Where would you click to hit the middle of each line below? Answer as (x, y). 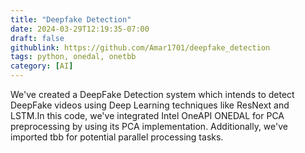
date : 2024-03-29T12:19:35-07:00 (80, 29)
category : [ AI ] (42, 66)
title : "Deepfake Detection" (71, 19)
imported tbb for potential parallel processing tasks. (117, 137)
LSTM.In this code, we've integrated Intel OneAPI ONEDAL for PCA (147, 115)
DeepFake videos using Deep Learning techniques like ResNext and (150, 105)
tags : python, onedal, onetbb (73, 57)
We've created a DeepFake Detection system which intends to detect (152, 94)
